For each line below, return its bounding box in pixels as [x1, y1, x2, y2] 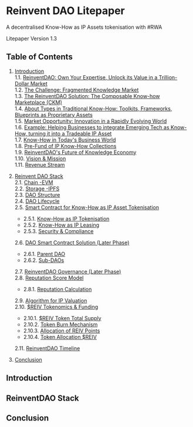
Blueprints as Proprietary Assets [14, 111, 93, 118]
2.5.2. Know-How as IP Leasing [23, 221, 100, 228]
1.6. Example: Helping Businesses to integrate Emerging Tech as [14, 123, 170, 130]
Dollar [14, 80, 29, 87]
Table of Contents [6, 52, 73, 62]
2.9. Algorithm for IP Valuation [14, 297, 87, 304]
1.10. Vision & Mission [14, 154, 66, 162]
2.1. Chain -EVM [14, 179, 53, 186]
